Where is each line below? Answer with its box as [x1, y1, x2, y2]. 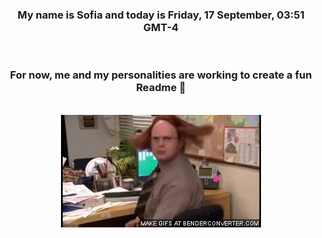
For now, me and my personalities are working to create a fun [9, 68, 313, 82]
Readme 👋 [136, 81, 186, 95]
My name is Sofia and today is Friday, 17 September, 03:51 [17, 8, 305, 22]
